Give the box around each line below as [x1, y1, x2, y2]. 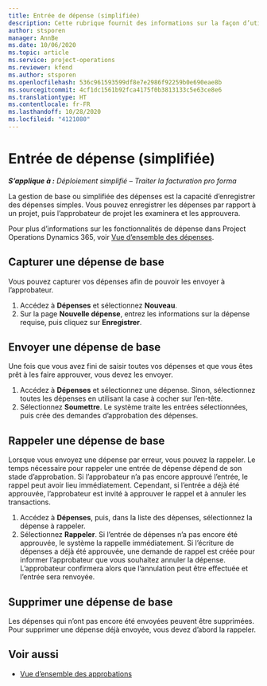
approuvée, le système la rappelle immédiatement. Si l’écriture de [19, 539, 234, 548]
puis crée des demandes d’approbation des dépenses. [19, 411, 199, 421]
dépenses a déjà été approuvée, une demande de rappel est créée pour [19, 547, 256, 556]
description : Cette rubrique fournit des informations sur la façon [8, 19, 240, 27]
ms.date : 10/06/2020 [8, 41, 77, 49]
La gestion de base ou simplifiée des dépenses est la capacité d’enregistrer [8, 191, 256, 201]
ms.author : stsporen [8, 71, 77, 79]
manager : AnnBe [8, 33, 59, 42]
